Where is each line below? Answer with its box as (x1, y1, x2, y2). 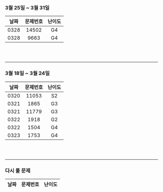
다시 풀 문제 (5, 167, 31, 174)
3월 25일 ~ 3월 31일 (5, 4, 50, 11)
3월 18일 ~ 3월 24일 (5, 70, 50, 77)
